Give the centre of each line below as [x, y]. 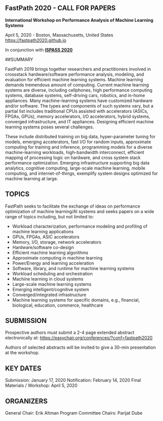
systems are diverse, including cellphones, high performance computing [79, 90]
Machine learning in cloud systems [48, 279]
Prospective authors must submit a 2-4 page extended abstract [70, 333]
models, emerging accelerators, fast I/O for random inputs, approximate [78, 142]
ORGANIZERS [26, 401]
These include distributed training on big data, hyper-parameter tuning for [80, 136]
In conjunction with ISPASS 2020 [39, 50]
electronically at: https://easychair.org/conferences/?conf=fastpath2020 [79, 338]
